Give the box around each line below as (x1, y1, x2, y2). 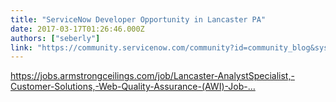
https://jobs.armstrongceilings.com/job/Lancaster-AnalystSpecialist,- (10, 70, 295, 82)
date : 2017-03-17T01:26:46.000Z (10, 24, 145, 34)
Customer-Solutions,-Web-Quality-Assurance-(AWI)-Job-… (10, 81, 256, 93)
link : (10, 42, 33, 53)
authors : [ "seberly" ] (10, 33, 101, 43)
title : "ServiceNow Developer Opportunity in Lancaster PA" (10, 14, 267, 25)
